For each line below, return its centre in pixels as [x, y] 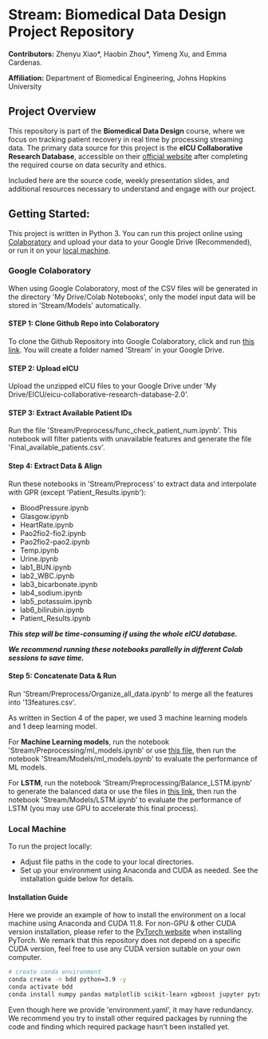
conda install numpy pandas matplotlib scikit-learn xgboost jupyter [126, 994]
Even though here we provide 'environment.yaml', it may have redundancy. [131, 1009]
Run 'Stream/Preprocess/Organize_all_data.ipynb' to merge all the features [131, 693]
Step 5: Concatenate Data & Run [63, 676]
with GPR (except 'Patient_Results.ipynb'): [77, 492]
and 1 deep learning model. [53, 726]
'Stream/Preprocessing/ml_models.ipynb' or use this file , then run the [122, 750]
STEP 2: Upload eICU [43, 368]
